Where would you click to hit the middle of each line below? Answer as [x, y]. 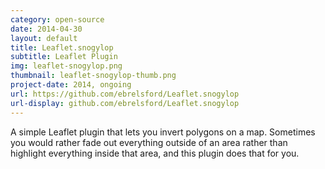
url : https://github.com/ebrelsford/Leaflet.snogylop [125, 94]
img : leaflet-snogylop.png [66, 66]
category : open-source [57, 19]
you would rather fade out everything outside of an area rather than [149, 142]
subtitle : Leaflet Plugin [64, 57]
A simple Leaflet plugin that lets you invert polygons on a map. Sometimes [163, 132]
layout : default [44, 38]
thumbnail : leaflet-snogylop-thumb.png [93, 76]
